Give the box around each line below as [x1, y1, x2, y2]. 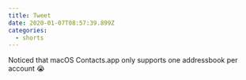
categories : [8, 26, 47, 34]
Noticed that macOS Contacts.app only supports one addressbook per [8, 55, 238, 65]
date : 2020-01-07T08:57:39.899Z [8, 19, 115, 27]
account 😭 [8, 64, 45, 74]
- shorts [15, 33, 44, 42]
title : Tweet [8, 11, 51, 20]
